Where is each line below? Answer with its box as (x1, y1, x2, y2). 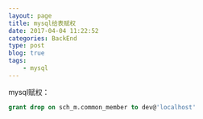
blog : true (8, 49, 45, 57)
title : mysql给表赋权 (8, 19, 77, 27)
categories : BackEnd (8, 34, 78, 43)
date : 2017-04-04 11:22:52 (8, 27, 99, 35)
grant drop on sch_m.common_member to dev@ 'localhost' (8, 103, 197, 111)
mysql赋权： (8, 87, 50, 96)
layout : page (8, 11, 52, 20)
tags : (8, 57, 27, 65)
